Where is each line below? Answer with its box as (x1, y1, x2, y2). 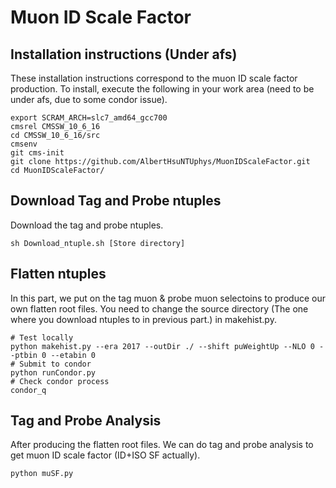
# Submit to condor (10, 359, 92, 369)
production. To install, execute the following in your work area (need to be (10, 83, 315, 95)
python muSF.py (10, 469, 74, 479)
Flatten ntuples (10, 266, 107, 283)
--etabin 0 (50, 350, 97, 360)
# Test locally (10, 332, 74, 343)
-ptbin (10, 350, 38, 360)
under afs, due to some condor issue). (10, 94, 168, 105)
